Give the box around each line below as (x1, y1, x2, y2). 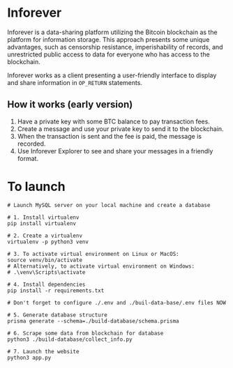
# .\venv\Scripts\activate (7, 268, 86, 276)
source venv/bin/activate (7, 256, 82, 263)
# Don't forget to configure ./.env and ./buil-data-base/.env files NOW (7, 299, 227, 306)
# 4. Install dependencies (7, 281, 86, 288)
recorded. (17, 139, 46, 148)
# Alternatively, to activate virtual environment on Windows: (7, 263, 195, 270)
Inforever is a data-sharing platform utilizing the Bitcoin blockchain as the (7, 28, 218, 36)
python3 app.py (7, 354, 52, 361)
